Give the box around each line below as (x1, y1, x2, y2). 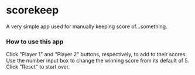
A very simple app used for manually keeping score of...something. (6, 23, 168, 30)
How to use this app (6, 37, 64, 46)
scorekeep (6, 4, 59, 17)
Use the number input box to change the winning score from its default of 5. (6, 57, 189, 64)
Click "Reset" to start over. (6, 63, 70, 70)
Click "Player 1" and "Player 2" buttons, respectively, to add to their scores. (6, 51, 187, 58)
